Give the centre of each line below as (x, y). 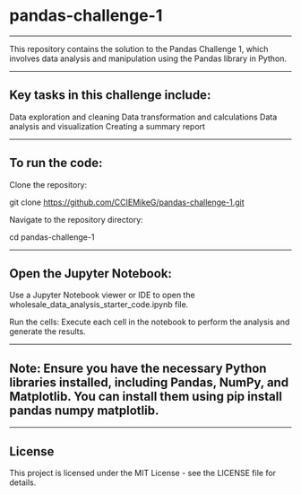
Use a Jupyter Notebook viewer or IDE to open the (102, 295)
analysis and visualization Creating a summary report (107, 126)
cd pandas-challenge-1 (52, 237)
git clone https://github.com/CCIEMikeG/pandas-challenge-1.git (127, 202)
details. (23, 482)
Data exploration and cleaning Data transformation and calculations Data (143, 117)
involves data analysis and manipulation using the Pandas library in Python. (148, 58)
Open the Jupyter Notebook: (91, 274)
